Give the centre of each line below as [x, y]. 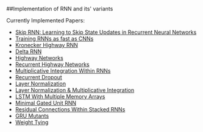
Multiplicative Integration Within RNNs [63, 71]
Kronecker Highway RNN [46, 45]
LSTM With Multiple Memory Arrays [60, 97]
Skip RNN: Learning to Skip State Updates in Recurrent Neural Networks [106, 32]
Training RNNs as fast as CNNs [54, 38]
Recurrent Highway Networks [52, 64]
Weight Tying [32, 122]
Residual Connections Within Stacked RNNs [70, 109]
